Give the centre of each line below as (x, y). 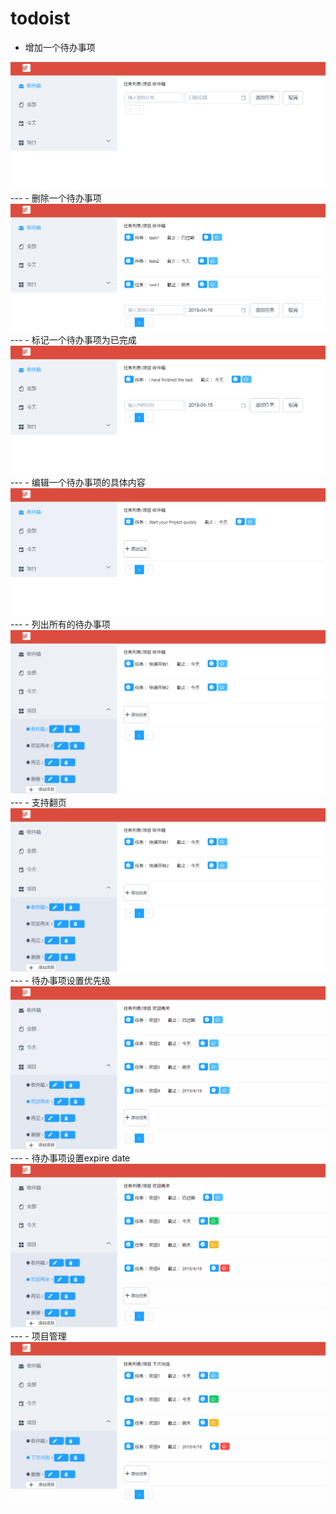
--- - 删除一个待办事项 (56, 198)
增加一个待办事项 (60, 47)
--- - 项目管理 (38, 1336)
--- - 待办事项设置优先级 (60, 980)
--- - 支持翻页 (38, 802)
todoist (40, 18)
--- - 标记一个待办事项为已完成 (73, 340)
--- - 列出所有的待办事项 (60, 624)
